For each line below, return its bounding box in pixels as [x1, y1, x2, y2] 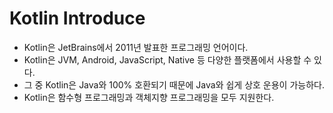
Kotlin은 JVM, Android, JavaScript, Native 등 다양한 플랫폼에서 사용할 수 [23, 53, 312, 66]
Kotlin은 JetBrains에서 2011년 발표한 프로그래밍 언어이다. [23, 41, 249, 53]
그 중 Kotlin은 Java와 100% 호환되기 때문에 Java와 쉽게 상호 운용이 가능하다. [23, 78, 325, 91]
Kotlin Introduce [9, 7, 146, 30]
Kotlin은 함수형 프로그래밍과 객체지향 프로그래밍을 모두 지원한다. [23, 91, 275, 103]
